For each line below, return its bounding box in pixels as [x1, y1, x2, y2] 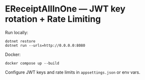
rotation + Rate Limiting [5, 13, 101, 25]
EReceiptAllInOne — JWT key [5, 3, 126, 14]
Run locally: [5, 29, 29, 35]
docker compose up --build [5, 61, 59, 66]
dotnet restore [5, 39, 36, 44]
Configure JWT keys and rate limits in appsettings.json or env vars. [5, 69, 141, 75]
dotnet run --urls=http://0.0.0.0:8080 [5, 43, 86, 48]
